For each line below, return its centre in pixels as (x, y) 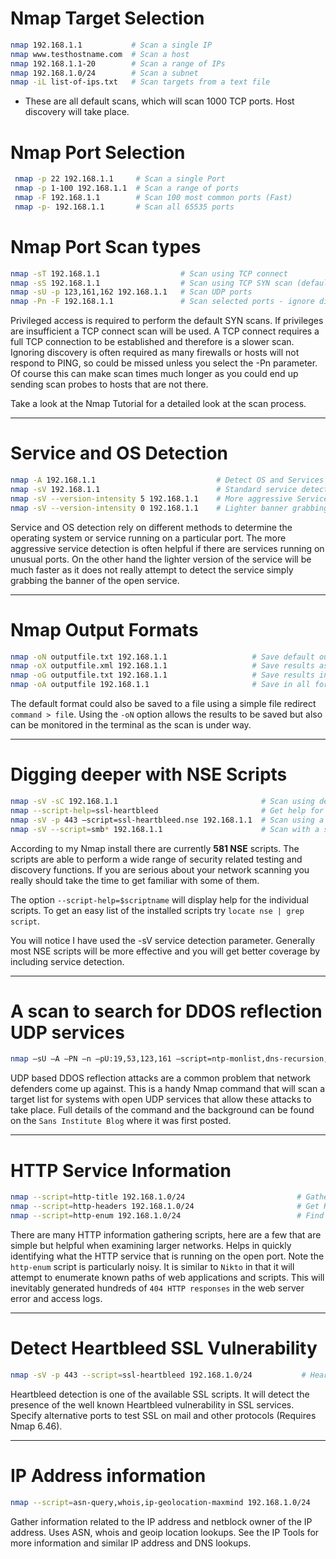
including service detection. (67, 961)
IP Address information (108, 1475)
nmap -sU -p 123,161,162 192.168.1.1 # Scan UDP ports (131, 292)
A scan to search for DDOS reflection (166, 1011)
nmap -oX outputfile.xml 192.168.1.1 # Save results (162, 666)
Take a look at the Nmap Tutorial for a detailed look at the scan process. (158, 404)
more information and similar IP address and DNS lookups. (131, 1543)
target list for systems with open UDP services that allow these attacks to (161, 1099)
